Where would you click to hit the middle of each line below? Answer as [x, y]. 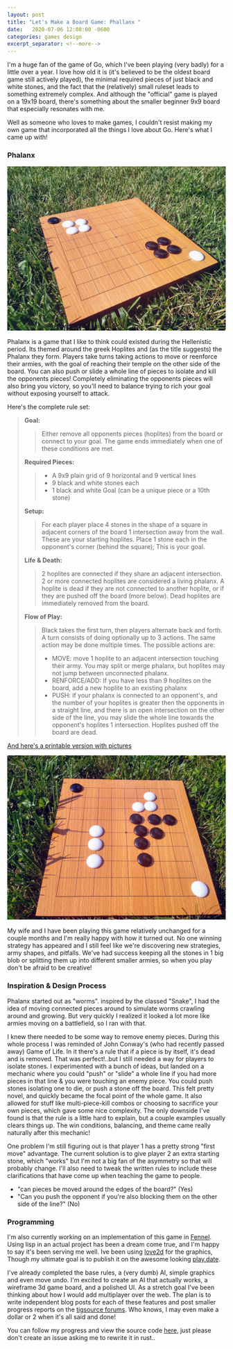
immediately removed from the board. [95, 603]
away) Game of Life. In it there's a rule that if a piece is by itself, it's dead [111, 1051]
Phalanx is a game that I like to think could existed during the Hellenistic [110, 342]
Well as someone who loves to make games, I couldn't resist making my [110, 122]
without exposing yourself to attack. [58, 393]
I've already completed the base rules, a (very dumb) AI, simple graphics [111, 1273]
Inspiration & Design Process [57, 986]
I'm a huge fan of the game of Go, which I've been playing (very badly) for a [115, 65]
